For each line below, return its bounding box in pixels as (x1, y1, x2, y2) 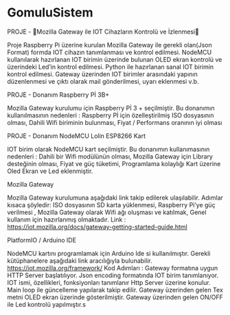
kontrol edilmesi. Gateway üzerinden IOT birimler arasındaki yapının (7, 70, 198, 78)
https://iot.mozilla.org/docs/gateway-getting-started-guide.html (7, 222, 187, 231)
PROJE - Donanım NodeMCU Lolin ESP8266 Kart (7, 132, 146, 140)
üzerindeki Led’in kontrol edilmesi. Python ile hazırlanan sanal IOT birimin (7, 62, 214, 71)
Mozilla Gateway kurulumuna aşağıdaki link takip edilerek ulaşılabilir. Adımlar (7, 194, 223, 202)
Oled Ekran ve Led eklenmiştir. (7, 167, 93, 175)
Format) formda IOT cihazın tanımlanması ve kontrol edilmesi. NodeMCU (7, 48, 212, 56)
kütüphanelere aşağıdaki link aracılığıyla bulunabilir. (7, 256, 152, 265)
